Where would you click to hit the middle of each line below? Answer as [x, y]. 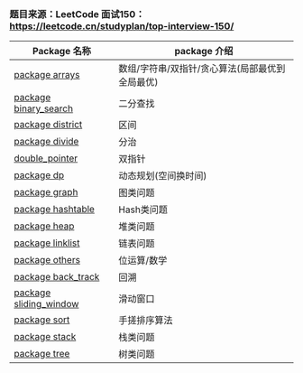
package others [47, 260]
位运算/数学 [143, 261]
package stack [45, 337]
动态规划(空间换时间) [163, 176]
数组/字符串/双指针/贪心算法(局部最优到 [202, 69]
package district [48, 125]
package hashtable [54, 210]
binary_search [44, 108]
